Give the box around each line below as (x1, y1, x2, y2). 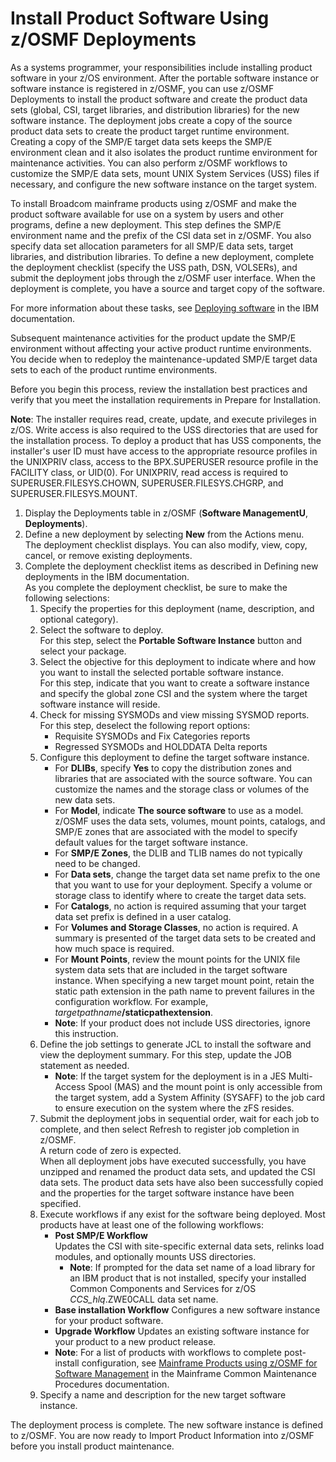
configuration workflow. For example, (54, 995, 209, 1007)
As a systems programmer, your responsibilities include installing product (10, 61, 313, 73)
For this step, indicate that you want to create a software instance (39, 677, 310, 689)
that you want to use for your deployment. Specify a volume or (54, 878, 313, 891)
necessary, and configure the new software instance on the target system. (10, 178, 317, 190)
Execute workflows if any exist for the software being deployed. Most (39, 1208, 326, 1220)
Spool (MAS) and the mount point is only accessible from (87, 1080, 323, 1092)
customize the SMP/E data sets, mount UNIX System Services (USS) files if (10, 167, 320, 179)
